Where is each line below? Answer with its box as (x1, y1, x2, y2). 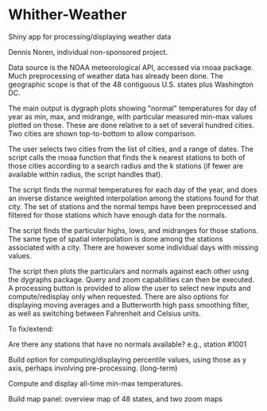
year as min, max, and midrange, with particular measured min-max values (8, 111, 253, 121)
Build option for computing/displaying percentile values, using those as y (8, 355, 247, 364)
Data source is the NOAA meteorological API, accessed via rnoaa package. (8, 62, 254, 72)
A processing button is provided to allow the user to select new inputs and (8, 283, 252, 293)
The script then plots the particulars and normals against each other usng (8, 266, 250, 276)
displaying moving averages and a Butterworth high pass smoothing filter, (8, 300, 250, 309)
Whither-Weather (8, 6, 127, 24)
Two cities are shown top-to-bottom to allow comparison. (8, 129, 196, 138)
